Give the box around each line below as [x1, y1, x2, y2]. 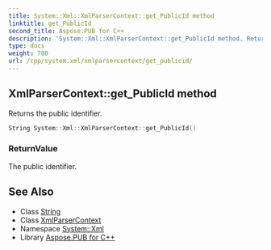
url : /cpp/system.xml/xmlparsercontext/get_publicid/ [8, 57, 194, 66]
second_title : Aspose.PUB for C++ [8, 27, 125, 35]
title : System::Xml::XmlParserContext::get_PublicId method [8, 11, 215, 20]
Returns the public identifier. [8, 108, 102, 118]
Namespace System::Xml [19, 223, 105, 233]
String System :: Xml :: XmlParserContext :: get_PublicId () [8, 124, 197, 132]
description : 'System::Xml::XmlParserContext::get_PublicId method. [8, 34, 244, 43]
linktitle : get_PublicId [8, 19, 92, 28]
